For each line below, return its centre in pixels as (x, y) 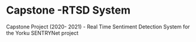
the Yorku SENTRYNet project (42, 33)
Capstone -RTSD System (68, 10)
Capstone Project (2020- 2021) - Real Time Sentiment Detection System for (98, 27)
